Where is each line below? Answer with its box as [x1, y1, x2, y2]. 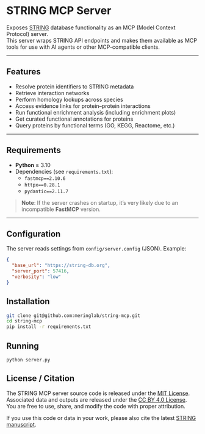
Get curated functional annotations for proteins [15, 115, 134, 123]
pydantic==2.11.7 [24, 188, 69, 194]
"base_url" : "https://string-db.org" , [12, 263, 111, 269]
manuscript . [6, 421, 37, 428]
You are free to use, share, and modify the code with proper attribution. [6, 402, 185, 410]
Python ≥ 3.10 [15, 161, 51, 168]
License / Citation [6, 373, 75, 384]
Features [6, 66, 41, 77]
